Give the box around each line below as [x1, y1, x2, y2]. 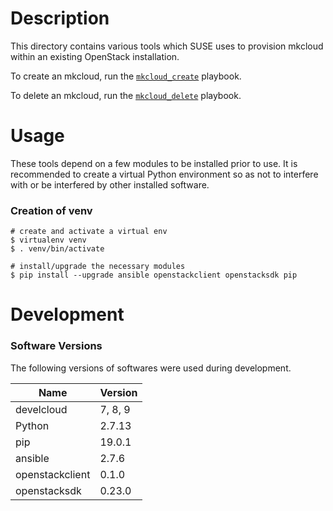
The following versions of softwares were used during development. [10, 362, 292, 374]
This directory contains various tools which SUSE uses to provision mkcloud [10, 40, 324, 52]
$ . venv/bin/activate [10, 244, 105, 254]
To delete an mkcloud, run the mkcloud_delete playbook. [10, 89, 242, 101]
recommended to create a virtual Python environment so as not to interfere [10, 168, 319, 180]
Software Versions [10, 339, 103, 353]
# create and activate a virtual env [10, 227, 168, 237]
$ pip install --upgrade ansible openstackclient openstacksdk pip [10, 270, 298, 281]
